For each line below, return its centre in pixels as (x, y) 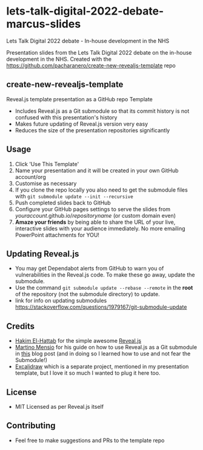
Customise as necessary (46, 183)
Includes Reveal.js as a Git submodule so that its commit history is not (102, 111)
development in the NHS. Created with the (59, 59)
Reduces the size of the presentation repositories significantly (92, 130)
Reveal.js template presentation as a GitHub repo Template (80, 99)
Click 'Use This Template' (47, 164)
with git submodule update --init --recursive (74, 196)
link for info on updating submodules (61, 301)
